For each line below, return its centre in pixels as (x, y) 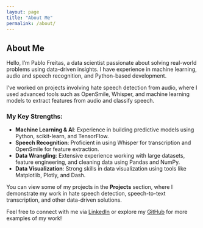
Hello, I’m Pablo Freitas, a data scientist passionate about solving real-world (101, 63)
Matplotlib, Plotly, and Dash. (50, 175)
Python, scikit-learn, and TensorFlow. (62, 136)
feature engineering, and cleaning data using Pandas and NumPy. (98, 162)
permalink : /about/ (31, 23)
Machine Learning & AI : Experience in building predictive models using (105, 130)
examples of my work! (34, 218)
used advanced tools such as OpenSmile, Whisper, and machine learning (98, 94)
